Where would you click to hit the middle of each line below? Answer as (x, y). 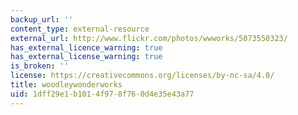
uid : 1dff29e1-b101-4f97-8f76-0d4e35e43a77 (102, 94)
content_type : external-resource (80, 29)
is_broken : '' (40, 66)
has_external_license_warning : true (86, 57)
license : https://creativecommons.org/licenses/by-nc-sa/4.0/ (142, 76)
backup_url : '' (42, 19)
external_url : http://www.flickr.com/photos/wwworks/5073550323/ (149, 38)
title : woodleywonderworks (66, 85)
